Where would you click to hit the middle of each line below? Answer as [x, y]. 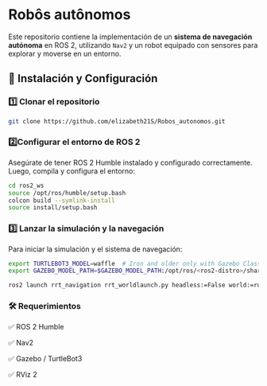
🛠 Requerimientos [44, 306]
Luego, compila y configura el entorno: [72, 171]
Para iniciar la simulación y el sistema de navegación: [95, 249]
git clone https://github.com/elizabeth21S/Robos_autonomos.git [117, 121]
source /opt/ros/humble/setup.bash [67, 193]
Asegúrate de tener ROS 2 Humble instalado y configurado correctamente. [130, 162]
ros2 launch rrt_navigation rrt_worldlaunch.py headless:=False [117, 285]
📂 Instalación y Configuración [83, 78]
